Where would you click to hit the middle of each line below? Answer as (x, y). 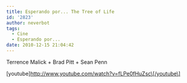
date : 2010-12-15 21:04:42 (40, 45)
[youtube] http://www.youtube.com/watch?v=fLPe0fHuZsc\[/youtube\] (93, 73)
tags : (13, 28)
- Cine (20, 34)
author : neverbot (28, 23)
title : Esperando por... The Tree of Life (60, 12)
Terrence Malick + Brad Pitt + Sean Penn (57, 62)
